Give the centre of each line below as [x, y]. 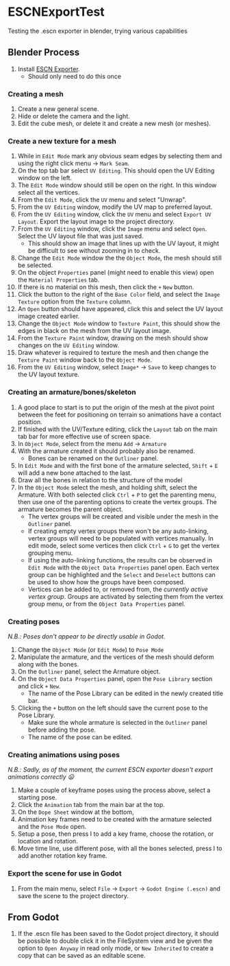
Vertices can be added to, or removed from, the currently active [118, 589]
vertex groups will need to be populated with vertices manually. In [121, 538]
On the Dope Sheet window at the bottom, [76, 812]
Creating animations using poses [64, 754]
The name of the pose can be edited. [80, 736]
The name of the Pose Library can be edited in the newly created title [126, 693]
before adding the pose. [62, 730]
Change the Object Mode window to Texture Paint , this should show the [119, 323]
